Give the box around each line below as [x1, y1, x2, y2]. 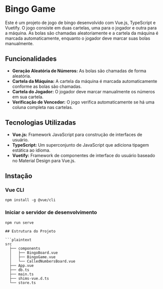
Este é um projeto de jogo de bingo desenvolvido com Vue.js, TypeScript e [5, 20, 156, 26]
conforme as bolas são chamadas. [12, 83, 82, 89]
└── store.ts [9, 280, 36, 285]
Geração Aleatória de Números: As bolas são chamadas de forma [12, 68, 147, 74]
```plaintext [5, 237, 32, 242]
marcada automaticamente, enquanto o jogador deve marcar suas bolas [5, 35, 150, 41]
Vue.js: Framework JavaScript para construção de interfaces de [12, 131, 142, 137]
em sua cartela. [12, 94, 44, 100]
